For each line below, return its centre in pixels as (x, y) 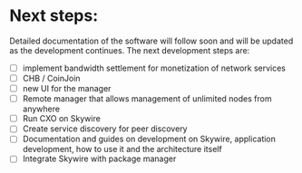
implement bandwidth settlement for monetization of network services (154, 68)
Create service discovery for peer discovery (105, 129)
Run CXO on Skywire (62, 119)
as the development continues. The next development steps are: (130, 50)
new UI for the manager (67, 89)
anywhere (41, 109)
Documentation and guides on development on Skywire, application (149, 139)
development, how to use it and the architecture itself (122, 149)
